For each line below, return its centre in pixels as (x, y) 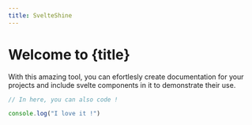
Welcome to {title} (69, 54)
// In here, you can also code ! (63, 100)
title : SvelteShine (40, 15)
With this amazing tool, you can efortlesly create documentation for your (126, 77)
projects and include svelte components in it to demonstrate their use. (122, 85)
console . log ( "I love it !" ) (55, 114)
